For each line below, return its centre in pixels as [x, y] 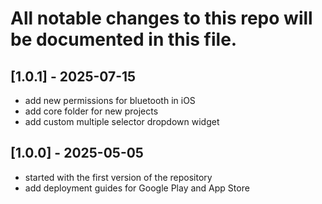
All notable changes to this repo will [161, 18]
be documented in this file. [124, 39]
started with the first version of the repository [118, 177]
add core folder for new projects [91, 111]
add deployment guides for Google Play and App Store [137, 188]
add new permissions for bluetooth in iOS [110, 100]
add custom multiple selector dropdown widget [122, 121]
